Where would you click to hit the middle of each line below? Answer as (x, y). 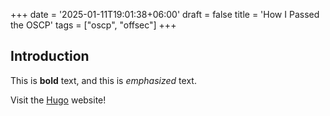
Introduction (50, 56)
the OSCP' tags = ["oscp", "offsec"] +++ (93, 25)
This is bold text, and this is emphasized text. (103, 80)
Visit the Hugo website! (58, 100)
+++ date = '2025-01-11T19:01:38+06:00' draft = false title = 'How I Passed (165, 14)
